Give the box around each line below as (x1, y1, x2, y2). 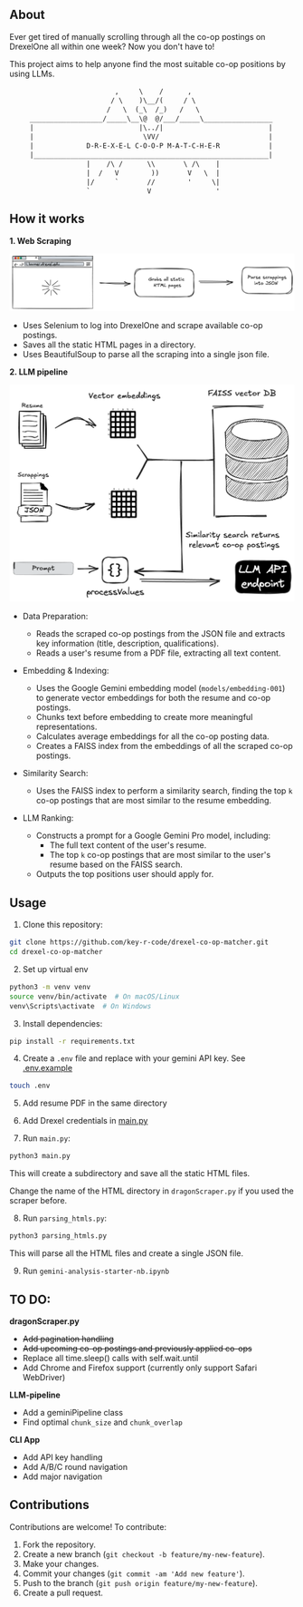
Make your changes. (22, 1558, 99, 1569)
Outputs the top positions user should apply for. (35, 869, 214, 880)
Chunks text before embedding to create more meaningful (35, 712, 253, 723)
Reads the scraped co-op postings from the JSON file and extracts (35, 628, 286, 639)
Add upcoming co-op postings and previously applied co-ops (22, 1342, 252, 1354)
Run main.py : (22, 1133, 71, 1144)
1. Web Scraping (9, 235, 72, 246)
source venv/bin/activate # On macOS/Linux (9, 992, 180, 1001)
